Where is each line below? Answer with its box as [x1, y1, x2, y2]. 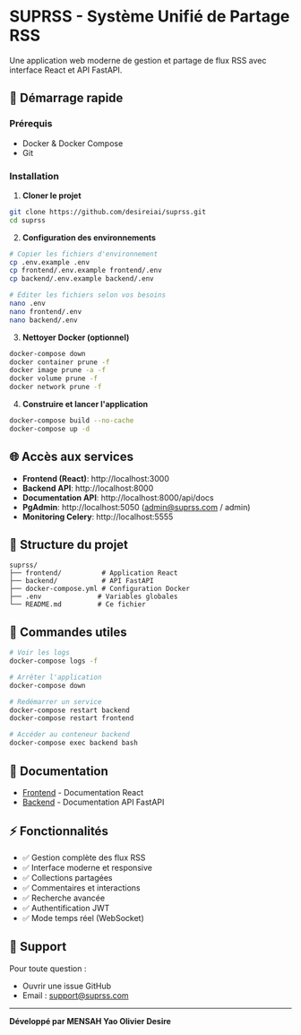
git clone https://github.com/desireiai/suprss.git [9, 207, 206, 216]
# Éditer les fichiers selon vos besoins [9, 291, 167, 300]
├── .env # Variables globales [9, 592, 178, 602]
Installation [9, 170, 60, 182]
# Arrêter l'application [9, 673, 102, 682]
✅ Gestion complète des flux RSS [21, 852, 146, 863]
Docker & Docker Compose [21, 137, 124, 149]
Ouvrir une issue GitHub [21, 980, 112, 991]
